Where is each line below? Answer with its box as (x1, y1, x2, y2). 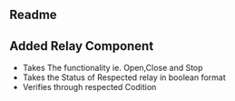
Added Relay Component (9, 38, 154, 54)
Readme (9, 7, 57, 23)
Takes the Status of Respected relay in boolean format (22, 72, 227, 83)
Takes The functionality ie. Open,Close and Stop (22, 63, 203, 74)
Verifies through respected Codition (22, 82, 157, 93)
